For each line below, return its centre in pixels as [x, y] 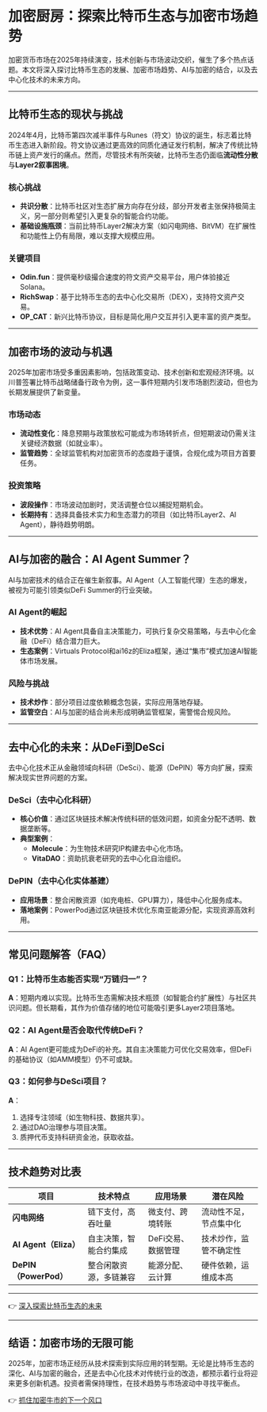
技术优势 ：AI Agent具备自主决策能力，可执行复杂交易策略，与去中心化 [134, 631]
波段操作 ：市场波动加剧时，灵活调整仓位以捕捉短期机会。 [113, 504]
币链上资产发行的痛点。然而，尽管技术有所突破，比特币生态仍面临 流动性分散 [133, 155]
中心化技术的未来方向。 [46, 79]
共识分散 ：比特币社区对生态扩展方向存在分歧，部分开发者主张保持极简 [134, 206]
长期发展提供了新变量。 [46, 392]
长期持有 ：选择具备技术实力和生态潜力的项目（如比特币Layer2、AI [128, 514]
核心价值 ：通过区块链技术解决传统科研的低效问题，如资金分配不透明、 [134, 819]
